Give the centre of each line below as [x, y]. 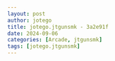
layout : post [26, 14]
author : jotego [30, 20]
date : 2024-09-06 [33, 33]
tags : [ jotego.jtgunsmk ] [44, 46]
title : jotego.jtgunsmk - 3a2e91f [58, 27]
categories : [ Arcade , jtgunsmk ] [55, 40]
